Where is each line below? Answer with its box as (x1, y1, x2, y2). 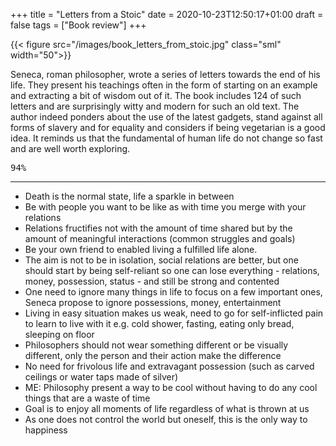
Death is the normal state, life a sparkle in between (24, 190, 235, 202)
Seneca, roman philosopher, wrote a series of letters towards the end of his (10, 69, 321, 80)
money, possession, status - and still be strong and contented (24, 275, 280, 287)
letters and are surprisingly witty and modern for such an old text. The (10, 100, 300, 112)
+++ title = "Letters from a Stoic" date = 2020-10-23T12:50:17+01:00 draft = (10, 9, 324, 20)
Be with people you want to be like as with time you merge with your (24, 201, 307, 213)
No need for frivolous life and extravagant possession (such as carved (24, 360, 315, 372)
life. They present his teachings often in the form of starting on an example (10, 79, 318, 91)
